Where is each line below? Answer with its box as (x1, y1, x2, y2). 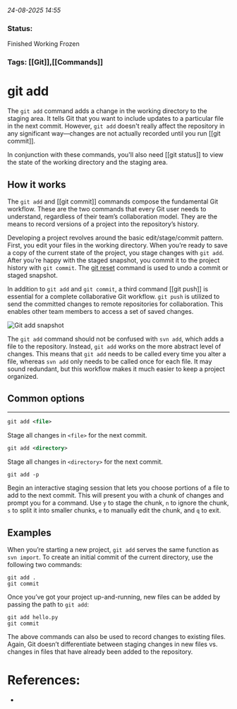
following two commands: (7, 561, 83, 569)
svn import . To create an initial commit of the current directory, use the (7, 553, 214, 561)
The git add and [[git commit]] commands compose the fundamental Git (7, 197, 219, 206)
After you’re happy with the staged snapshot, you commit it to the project (7, 256, 220, 264)
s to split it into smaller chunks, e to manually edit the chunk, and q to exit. (7, 506, 221, 515)
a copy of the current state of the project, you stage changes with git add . (7, 248, 224, 257)
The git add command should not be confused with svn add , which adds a (7, 334, 224, 343)
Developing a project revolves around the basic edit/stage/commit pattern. (7, 233, 224, 242)
